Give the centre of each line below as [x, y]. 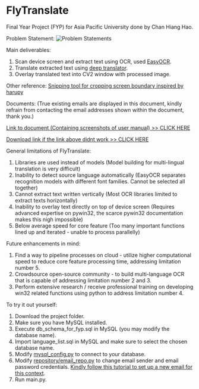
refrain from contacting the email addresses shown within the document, [95, 110]
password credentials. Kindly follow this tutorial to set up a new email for [104, 366]
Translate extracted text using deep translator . [71, 68]
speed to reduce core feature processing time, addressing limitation [98, 261]
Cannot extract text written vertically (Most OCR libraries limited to [96, 194]
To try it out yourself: [32, 304]
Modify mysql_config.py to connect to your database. [80, 354]
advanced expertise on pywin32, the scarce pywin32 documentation [99, 213]
